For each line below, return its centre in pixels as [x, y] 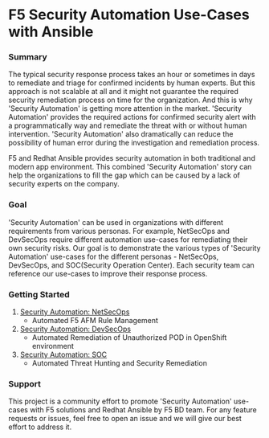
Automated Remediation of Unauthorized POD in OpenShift [129, 338]
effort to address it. [40, 427]
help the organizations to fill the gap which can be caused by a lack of [124, 175]
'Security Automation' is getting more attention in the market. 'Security [125, 108]
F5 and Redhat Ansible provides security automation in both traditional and [132, 158]
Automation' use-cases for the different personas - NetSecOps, [114, 256]
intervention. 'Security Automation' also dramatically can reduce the [121, 134]
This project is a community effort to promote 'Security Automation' [120, 401]
